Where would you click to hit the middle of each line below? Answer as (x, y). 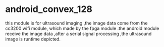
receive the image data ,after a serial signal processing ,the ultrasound (78, 33)
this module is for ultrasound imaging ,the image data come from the (76, 23)
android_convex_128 (49, 9)
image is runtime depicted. (33, 39)
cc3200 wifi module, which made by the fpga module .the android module (82, 28)
